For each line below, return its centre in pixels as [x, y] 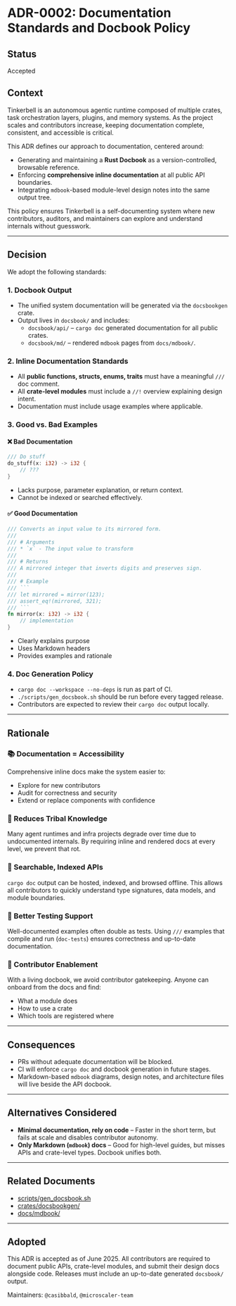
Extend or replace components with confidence [86, 800]
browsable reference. [48, 167]
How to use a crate [45, 1008]
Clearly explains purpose [53, 641]
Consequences [41, 1045]
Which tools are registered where [66, 1016]
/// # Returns [28, 562]
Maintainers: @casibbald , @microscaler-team [70, 1295]
